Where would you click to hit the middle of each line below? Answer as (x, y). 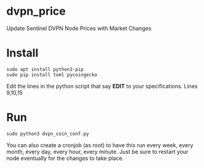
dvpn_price (36, 11)
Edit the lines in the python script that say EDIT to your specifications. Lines (102, 86)
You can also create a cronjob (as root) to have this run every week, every (100, 145)
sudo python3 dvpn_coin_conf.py (48, 134)
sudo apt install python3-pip (45, 69)
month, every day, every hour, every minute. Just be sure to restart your (97, 151)
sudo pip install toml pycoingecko (52, 75)
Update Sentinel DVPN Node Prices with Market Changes (79, 28)
